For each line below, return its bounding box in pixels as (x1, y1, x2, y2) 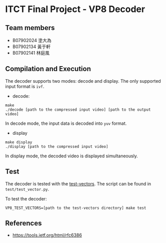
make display (5, 139, 32, 145)
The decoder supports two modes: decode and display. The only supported (5, 78, 161, 84)
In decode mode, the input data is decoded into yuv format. (5, 120, 127, 126)
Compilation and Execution (5, 65, 91, 73)
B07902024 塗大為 (12, 38, 51, 43)
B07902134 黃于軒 (12, 44, 51, 50)
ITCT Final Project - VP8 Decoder (5, 4, 145, 15)
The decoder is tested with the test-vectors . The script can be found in (5, 180, 151, 186)
